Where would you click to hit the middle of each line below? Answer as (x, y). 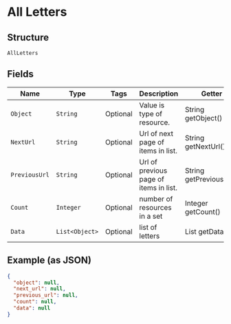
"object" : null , (36, 283)
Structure (28, 37)
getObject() (203, 118)
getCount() (203, 212)
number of (156, 199)
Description (159, 94)
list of (148, 227)
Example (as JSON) (49, 260)
